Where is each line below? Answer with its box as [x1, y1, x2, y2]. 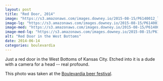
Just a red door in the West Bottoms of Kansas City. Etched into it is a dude [5, 56, 155, 62]
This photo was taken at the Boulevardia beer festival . [5, 70, 113, 76]
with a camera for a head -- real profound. [5, 61, 90, 67]
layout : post [5, 7, 32, 12]
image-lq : [5, 20, 25, 26]
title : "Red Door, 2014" [5, 12, 55, 16]
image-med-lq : [5, 29, 34, 34]
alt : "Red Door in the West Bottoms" [5, 34, 81, 39]
